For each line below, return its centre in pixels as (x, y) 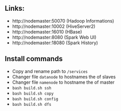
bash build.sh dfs (32, 104)
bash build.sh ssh (32, 88)
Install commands (34, 59)
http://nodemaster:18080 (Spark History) (55, 43)
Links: (15, 8)
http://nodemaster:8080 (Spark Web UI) (54, 37)
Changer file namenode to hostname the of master (63, 82)
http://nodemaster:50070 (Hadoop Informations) (63, 21)
